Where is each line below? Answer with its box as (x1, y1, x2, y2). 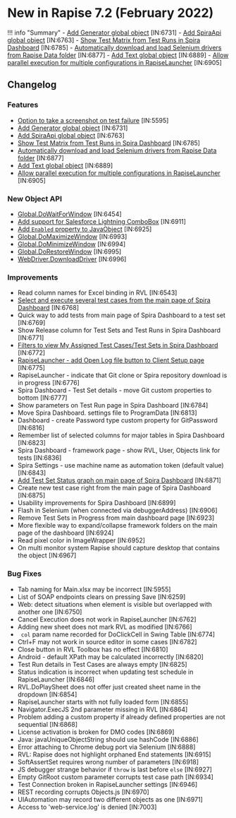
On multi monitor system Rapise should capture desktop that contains (17, 544, 221, 552)
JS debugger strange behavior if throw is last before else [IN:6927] (17, 765, 213, 773)
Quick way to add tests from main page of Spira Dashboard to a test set (17, 311, 225, 319)
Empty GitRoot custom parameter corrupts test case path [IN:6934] (17, 772, 213, 781)
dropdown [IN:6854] (17, 690, 77, 699)
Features (7, 100, 39, 110)
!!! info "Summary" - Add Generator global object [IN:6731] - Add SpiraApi (7, 28, 222, 37)
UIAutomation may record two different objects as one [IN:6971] (17, 795, 203, 803)
